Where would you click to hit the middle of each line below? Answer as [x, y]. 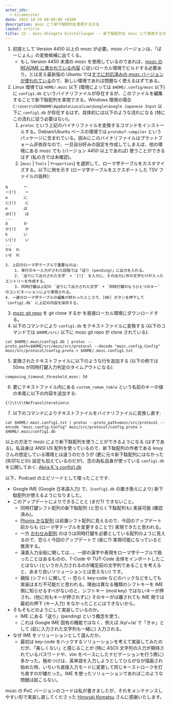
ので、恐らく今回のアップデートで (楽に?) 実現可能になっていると [93, 540]
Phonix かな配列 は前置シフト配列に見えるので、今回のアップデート [91, 521]
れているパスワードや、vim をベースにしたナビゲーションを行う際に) [92, 654]
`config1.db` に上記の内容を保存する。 [43, 303]
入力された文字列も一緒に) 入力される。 [83, 629]
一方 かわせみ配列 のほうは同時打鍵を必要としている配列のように [88, 533]
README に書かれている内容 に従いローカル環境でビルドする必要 [89, 68]
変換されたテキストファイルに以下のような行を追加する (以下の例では [85, 361]
